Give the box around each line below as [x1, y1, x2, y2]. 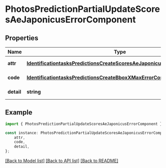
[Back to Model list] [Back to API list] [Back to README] [5, 158, 119, 164]
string [26, 88, 41, 95]
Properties [5, 34, 39, 42]
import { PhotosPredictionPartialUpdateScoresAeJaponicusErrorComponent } [5, 121, 163, 126]
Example [5, 108, 33, 117]
